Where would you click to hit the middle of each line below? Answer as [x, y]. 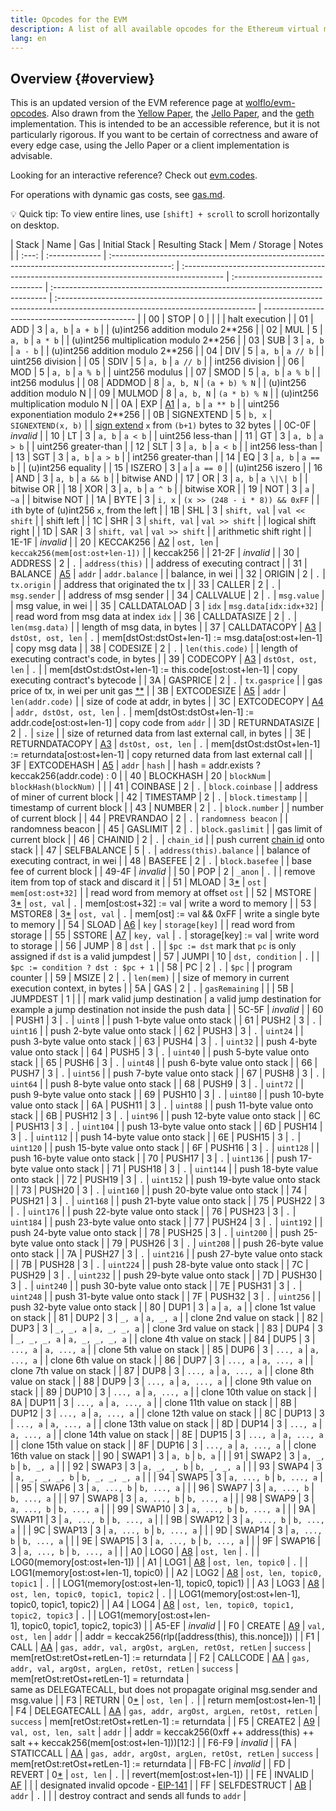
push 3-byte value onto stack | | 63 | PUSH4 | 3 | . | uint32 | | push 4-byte [164, 1042]
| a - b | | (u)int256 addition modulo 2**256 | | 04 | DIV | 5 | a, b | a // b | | [167, 351]
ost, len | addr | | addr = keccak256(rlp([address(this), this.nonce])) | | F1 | [165, 1637]
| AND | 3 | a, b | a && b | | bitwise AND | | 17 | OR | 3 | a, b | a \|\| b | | [159, 478]
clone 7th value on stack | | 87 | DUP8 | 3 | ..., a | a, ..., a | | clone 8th [162, 1371]
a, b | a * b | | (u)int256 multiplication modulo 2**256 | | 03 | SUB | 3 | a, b [167, 340]
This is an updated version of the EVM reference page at [127, 103]
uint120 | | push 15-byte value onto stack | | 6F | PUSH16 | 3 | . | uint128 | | [165, 1148]
